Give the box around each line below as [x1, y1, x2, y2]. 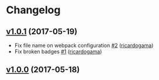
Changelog [6, 3, 61, 17]
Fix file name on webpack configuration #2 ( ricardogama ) [14, 42, 154, 49]
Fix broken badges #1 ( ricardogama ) [14, 48, 102, 55]
